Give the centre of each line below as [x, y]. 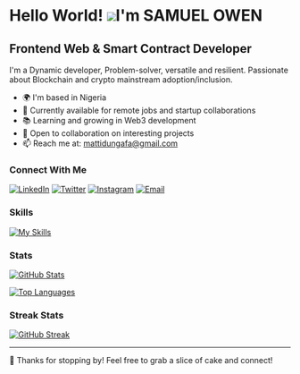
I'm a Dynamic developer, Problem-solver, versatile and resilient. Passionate [149, 70]
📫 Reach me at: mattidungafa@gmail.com [100, 143]
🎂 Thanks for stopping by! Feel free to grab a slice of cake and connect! [141, 361]
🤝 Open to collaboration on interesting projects [108, 133]
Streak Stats [37, 315]
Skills [21, 213]
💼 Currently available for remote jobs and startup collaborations [139, 110]
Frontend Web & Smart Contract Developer [131, 49]
